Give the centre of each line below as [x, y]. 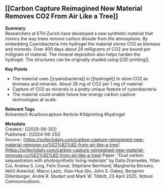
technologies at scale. [34, 99]
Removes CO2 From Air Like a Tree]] [62, 16]
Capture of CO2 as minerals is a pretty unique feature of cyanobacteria [84, 89]
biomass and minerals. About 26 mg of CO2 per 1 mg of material [77, 84]
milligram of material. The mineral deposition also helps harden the [73, 54]
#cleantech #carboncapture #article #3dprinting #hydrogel [65, 114]
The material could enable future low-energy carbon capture [74, 94]
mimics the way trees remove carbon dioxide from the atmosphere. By [76, 38]
